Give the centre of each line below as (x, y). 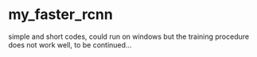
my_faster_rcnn (60, 15)
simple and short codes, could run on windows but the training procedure (128, 36)
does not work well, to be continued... (70, 44)
